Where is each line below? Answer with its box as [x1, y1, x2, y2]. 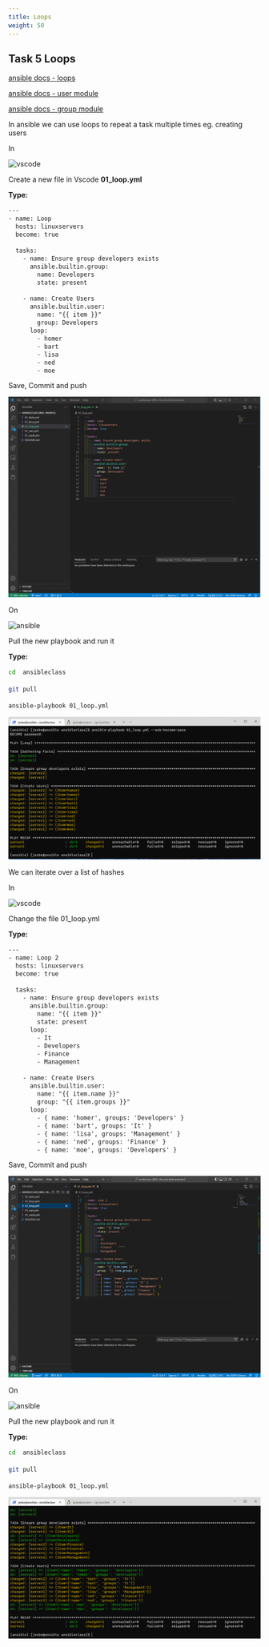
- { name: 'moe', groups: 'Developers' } [37, 1146, 178, 1154]
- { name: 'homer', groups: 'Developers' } [37, 1114, 184, 1122]
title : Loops [8, 13, 52, 21]
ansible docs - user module [8, 89, 98, 98]
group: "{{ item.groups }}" [37, 1098, 130, 1106]
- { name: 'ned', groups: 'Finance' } [37, 1138, 167, 1146]
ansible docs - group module [8, 104, 104, 114]
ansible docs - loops [8, 73, 76, 83]
